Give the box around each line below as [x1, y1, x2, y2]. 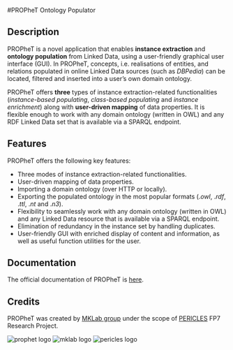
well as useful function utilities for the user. [17, 237, 142, 245]
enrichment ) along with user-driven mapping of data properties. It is [7, 103, 205, 111]
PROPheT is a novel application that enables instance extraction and [7, 45, 206, 53]
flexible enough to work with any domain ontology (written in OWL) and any [7, 110, 225, 118]
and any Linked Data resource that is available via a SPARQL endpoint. [17, 214, 220, 223]
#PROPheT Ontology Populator [7, 6, 96, 14]
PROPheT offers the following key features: [7, 156, 131, 165]
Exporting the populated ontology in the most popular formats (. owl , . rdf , [17, 192, 226, 200]
